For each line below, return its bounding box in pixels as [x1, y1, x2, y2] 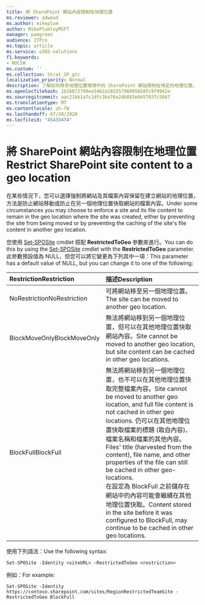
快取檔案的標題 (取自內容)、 [112, 426, 192, 434]
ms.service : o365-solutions [6, 49, 78, 55]
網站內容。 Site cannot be [106, 332, 178, 340]
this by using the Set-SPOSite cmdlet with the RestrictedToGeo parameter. [6, 245, 195, 253]
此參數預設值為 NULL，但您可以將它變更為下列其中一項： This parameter [6, 252, 189, 260]
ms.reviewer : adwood [6, 15, 59, 21]
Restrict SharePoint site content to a [6, 158, 193, 172]
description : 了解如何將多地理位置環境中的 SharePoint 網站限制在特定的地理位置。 [6, 83, 198, 89]
